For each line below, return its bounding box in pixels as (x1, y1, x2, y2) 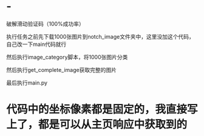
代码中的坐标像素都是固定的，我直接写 (6, 103, 199, 117)
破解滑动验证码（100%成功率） (6, 20, 85, 27)
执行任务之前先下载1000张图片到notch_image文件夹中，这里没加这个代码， (6, 33, 194, 40)
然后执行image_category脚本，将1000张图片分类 (6, 53, 128, 60)
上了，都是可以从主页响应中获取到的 (6, 118, 188, 132)
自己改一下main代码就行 (6, 40, 67, 48)
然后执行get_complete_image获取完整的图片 (6, 66, 117, 73)
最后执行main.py (6, 79, 47, 86)
